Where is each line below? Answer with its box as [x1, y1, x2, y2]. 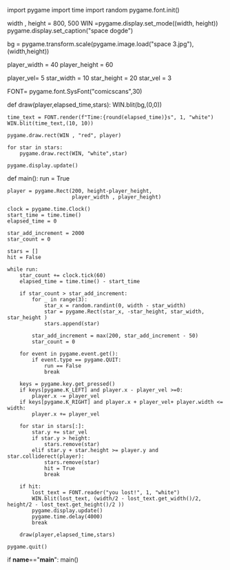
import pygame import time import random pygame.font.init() [7, 6, 180, 14]
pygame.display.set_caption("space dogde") [7, 27, 134, 34]
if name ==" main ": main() [7, 556, 79, 564]
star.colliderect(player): [7, 453, 85, 460]
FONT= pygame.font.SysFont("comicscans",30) [7, 88, 143, 95]
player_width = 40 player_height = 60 [7, 61, 114, 68]
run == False [43, 363, 81, 369]
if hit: [19, 483, 41, 490]
